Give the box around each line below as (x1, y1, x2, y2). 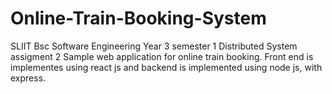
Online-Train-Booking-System (10, 7, 267, 30)
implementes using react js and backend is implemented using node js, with (10, 61, 323, 73)
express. (10, 72, 47, 84)
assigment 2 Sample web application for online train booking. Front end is (10, 50, 314, 62)
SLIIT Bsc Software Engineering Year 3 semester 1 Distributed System (10, 40, 298, 52)
